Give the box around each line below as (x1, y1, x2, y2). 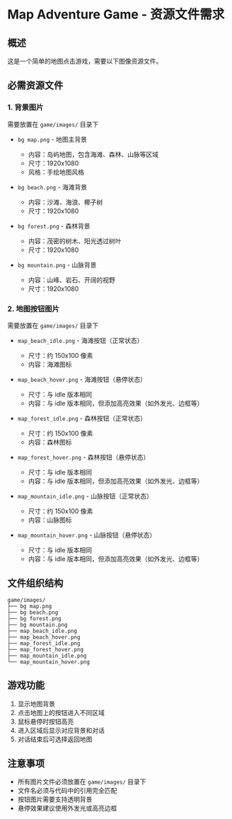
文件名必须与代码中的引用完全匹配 (17, 786, 117, 795)
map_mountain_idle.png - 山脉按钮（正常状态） (17, 492, 153, 500)
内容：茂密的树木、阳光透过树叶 (28, 236, 122, 245)
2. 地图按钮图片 (7, 303, 60, 313)
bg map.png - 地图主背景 (17, 135, 87, 144)
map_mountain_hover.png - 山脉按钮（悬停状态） (17, 530, 156, 539)
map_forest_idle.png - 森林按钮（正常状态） (17, 414, 147, 422)
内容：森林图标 (28, 438, 72, 446)
